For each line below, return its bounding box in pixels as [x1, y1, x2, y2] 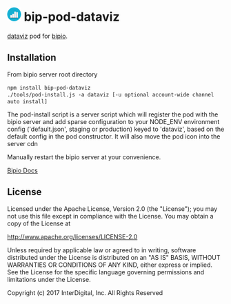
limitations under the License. [7, 275, 91, 283]
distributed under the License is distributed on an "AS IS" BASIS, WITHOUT [7, 253, 221, 261]
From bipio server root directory [7, 70, 98, 79]
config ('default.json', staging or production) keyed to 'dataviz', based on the [7, 125, 225, 133]
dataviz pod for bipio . [7, 32, 68, 40]
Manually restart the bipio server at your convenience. [7, 152, 161, 161]
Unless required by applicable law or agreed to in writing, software [7, 245, 197, 254]
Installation [7, 52, 57, 63]
